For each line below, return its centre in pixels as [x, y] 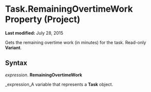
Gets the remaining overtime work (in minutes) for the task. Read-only [75, 42]
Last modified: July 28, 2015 [34, 33]
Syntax [16, 63]
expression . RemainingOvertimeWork [44, 75]
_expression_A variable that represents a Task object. [59, 84]
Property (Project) [43, 19]
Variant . [13, 47]
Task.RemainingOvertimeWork [69, 9]
